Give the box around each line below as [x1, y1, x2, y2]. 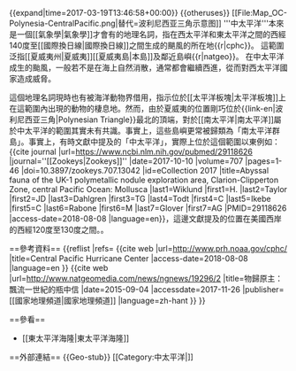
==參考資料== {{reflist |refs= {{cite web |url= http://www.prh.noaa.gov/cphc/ [9, 243, 288, 253]
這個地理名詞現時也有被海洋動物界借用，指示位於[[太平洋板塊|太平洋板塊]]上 [9, 92, 287, 103]
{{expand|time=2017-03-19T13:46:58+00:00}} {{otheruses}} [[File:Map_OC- [9, 8, 287, 18]
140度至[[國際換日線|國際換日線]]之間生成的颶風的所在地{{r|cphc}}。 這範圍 [9, 40, 285, 50]
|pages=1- [245, 156, 283, 166]
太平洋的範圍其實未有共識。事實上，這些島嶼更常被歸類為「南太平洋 [24, 126, 272, 135]
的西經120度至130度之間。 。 [9, 225, 109, 235]
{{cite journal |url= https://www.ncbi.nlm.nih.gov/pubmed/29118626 [9, 146, 254, 157]
